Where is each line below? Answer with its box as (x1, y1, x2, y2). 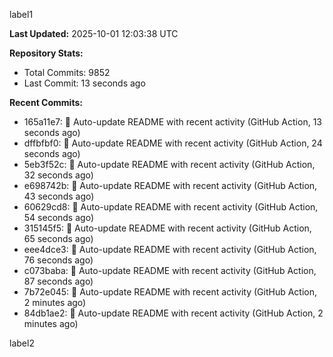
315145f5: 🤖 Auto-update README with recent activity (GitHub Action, (23, 222, 312, 234)
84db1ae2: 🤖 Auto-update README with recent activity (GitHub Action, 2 (23, 307, 324, 319)
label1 (9, 9, 34, 20)
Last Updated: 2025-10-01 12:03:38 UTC (9, 28, 179, 39)
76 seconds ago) (23, 254, 94, 266)
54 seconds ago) (23, 212, 94, 223)
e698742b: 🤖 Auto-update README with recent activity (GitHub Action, (23, 180, 318, 191)
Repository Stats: (9, 47, 84, 59)
